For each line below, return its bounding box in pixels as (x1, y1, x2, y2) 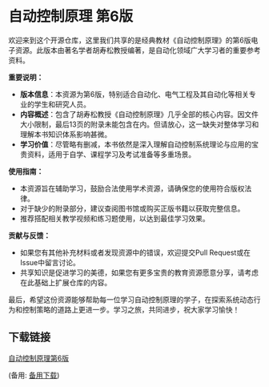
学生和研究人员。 (34, 99, 90, 109)
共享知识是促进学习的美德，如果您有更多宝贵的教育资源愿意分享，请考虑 (19, 268, 259, 277)
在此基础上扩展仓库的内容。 (19, 277, 112, 287)
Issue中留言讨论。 (19, 257, 80, 267)
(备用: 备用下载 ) (8, 370, 60, 380)
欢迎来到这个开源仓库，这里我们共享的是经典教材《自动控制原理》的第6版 (8, 35, 251, 45)
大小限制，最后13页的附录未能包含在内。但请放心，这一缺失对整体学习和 (19, 119, 259, 129)
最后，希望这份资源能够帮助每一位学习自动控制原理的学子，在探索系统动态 (8, 294, 254, 304)
